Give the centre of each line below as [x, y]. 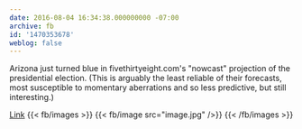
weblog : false [36, 43]
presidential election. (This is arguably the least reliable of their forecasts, [146, 78]
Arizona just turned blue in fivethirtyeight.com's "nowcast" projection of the [150, 69]
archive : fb [32, 26]
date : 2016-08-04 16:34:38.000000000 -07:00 [94, 18]
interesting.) [32, 97]
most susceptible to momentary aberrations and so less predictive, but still [148, 88]
